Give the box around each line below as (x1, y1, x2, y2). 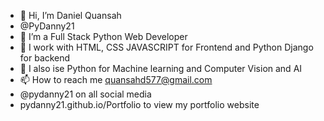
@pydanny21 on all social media (19, 88, 152, 100)
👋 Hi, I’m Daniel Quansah (19, 10, 122, 21)
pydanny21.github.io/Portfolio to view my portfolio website (19, 99, 260, 110)
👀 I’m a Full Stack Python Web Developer (19, 31, 188, 42)
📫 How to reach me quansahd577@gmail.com (19, 74, 213, 85)
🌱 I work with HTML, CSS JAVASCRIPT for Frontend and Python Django (19, 41, 314, 53)
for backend (19, 52, 71, 64)
